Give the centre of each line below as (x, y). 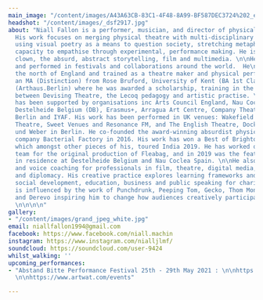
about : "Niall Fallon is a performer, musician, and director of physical (133, 30)
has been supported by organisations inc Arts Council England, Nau (129, 103)
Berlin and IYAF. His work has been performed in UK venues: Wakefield (135, 117)
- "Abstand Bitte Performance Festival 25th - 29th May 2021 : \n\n (122, 270)
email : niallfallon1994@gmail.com (65, 227)
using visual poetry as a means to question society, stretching (124, 45)
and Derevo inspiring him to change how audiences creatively (119, 197)
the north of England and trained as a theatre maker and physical (128, 74)
